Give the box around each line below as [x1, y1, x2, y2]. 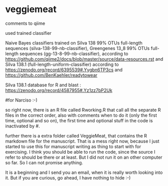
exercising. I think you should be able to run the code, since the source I [5, 149, 155, 155]
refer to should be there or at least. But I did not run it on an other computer [5, 154, 163, 160]
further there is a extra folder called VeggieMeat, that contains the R [5, 132, 147, 138]
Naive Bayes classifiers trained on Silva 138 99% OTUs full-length [5, 39, 143, 46]
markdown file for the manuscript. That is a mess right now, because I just [5, 138, 159, 144]
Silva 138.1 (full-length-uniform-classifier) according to [5, 61, 119, 67]
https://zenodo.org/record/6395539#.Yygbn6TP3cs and [5, 67, 123, 73]
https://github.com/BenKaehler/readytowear [5, 72, 98, 78]
